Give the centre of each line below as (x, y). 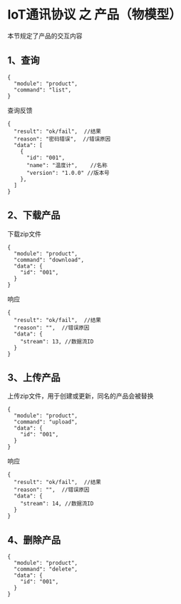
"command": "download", (49, 260)
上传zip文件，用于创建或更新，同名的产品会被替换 (81, 396)
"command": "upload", (46, 422)
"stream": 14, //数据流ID (57, 504)
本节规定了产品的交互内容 (45, 36)
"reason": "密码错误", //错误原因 (62, 139)
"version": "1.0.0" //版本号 (68, 173)
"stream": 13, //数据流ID (57, 341)
